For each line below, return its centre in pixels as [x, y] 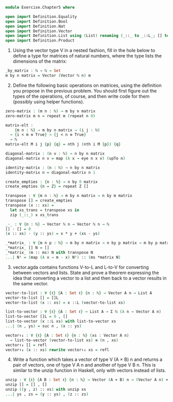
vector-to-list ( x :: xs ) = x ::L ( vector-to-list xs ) [65, 303]
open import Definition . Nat [36, 26]
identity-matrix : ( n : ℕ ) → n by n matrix [53, 168]
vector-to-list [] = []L [32, 298]
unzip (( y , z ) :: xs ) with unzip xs [46, 390]
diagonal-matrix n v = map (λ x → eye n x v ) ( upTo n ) [65, 158]
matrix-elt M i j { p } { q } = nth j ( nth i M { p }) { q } [63, 144]
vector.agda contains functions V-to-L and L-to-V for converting [81, 267]
